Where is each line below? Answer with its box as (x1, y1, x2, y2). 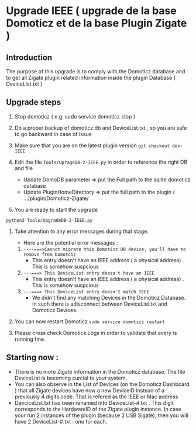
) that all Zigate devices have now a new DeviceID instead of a (14, 387, 165, 394)
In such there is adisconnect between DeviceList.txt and (32, 300, 168, 307)
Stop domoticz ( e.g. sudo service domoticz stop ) (14, 113, 136, 120)
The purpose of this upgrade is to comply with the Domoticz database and (6, 68, 185, 75)
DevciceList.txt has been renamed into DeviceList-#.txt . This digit (14, 399, 174, 406)
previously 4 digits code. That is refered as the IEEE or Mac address (14, 393, 178, 400)
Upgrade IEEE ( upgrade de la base (6, 4, 177, 18)
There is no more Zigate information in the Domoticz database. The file (14, 368, 185, 375)
